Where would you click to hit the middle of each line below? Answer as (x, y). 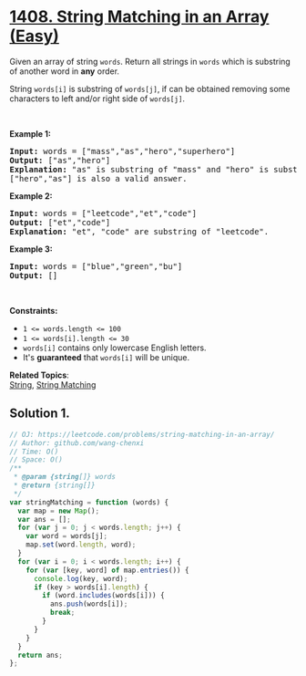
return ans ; (41, 655)
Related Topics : (40, 375)
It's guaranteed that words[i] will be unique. (106, 357)
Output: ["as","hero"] (60, 160)
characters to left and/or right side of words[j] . (97, 99)
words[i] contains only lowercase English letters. (114, 348)
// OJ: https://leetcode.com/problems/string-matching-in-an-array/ (142, 434)
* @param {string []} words (65, 477)
